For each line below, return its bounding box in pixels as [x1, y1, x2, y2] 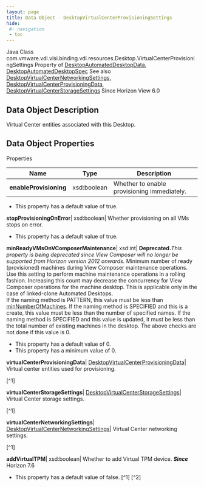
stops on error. [6, 220, 44, 228]
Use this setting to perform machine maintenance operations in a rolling [6, 270, 186, 278]
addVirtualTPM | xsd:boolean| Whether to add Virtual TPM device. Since [6, 455, 188, 463]
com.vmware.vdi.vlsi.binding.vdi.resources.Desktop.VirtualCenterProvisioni [6, 55, 195, 62]
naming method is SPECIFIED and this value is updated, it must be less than [6, 315, 195, 323]
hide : [6, 20, 20, 26]
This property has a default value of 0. [15, 340, 111, 348]
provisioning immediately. [113, 187, 187, 195]
